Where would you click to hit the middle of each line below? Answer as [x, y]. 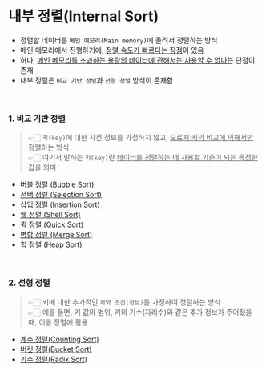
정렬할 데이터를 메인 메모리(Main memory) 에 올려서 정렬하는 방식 [119, 40]
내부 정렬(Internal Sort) [83, 16]
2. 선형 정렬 [29, 283]
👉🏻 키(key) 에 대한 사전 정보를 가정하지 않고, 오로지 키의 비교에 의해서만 [141, 138]
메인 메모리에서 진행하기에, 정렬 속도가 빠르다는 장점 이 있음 [112, 50]
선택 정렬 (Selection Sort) [61, 195]
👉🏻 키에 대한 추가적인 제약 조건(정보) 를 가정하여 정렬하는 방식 [124, 302]
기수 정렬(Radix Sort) [54, 359]
